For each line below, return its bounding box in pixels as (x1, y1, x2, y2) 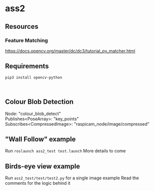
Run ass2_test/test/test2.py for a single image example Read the (5, 175, 139, 181)
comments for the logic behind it (5, 180, 71, 186)
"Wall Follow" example (5, 135, 76, 143)
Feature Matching (5, 37, 48, 44)
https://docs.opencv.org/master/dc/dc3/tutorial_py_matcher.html (5, 48, 135, 54)
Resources (5, 22, 39, 31)
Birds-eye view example (5, 162, 80, 171)
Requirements (5, 62, 49, 71)
